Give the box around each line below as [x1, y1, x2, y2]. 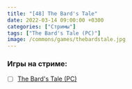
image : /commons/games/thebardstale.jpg [7, 36, 126, 43]
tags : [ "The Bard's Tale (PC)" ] [7, 29, 101, 37]
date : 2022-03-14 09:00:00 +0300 [7, 17, 104, 24]
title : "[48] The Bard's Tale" [7, 10, 98, 17]
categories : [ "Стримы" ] [7, 23, 76, 30]
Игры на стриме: [7, 59, 67, 69]
